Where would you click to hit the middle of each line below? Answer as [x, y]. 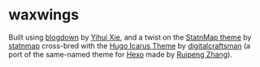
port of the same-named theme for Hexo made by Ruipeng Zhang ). [121, 54]
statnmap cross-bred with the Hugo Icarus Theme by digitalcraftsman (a [129, 45]
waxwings [44, 15]
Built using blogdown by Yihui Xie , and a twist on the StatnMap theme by [130, 37]
